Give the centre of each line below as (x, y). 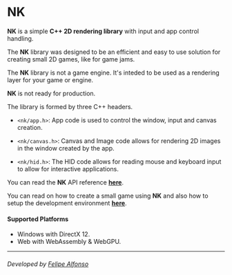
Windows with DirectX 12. (54, 234)
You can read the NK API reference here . (66, 182)
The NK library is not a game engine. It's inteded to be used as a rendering (113, 73)
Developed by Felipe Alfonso (48, 264)
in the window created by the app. (66, 148)
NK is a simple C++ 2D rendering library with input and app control (103, 31)
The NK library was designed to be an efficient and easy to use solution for (114, 52)
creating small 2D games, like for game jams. (71, 59)
